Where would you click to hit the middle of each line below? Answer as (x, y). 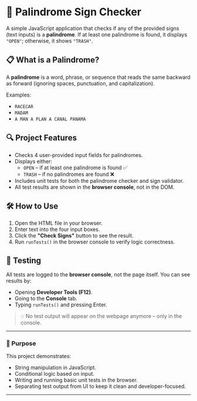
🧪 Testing (24, 260)
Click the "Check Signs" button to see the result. (74, 236)
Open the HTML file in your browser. (58, 223)
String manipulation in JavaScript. (55, 367)
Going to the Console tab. (46, 299)
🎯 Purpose (21, 343)
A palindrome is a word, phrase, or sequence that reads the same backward (98, 77)
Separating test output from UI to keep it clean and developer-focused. (100, 386)
